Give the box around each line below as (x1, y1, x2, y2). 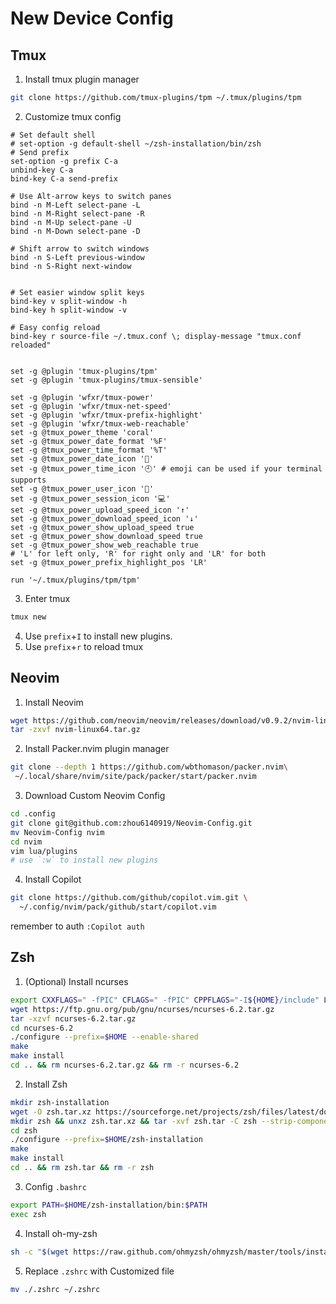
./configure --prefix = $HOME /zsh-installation (10, 1135, 203, 1145)
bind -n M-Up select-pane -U (10, 217, 132, 227)
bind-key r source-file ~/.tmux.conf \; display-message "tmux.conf (10, 331, 302, 341)
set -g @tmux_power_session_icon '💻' (10, 493, 171, 504)
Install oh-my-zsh (24, 1227, 98, 1239)
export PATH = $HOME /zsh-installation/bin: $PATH (10, 1200, 208, 1210)
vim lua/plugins (10, 846, 78, 856)
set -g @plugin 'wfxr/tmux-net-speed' (10, 401, 172, 411)
